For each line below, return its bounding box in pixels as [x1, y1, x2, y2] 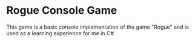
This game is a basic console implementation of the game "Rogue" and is [6, 23, 189, 30]
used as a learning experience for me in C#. [6, 29, 116, 36]
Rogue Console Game [6, 4, 117, 17]
